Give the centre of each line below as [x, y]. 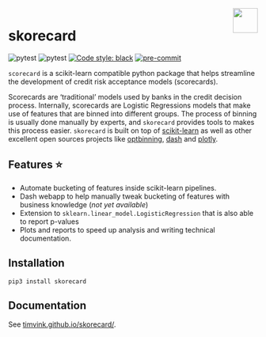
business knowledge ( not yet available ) [84, 204]
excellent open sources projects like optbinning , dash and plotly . [113, 138]
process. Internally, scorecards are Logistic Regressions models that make [129, 105]
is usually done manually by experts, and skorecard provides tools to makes [131, 122]
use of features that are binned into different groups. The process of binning [133, 113]
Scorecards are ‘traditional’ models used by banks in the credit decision [125, 97]
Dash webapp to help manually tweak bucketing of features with [125, 196]
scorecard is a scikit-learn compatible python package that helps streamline [132, 73]
